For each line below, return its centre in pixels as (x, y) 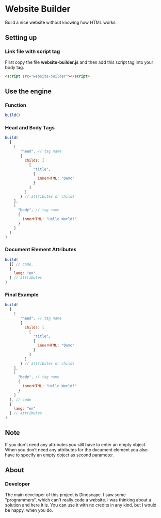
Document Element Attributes (41, 250)
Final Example (22, 294)
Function (16, 105)
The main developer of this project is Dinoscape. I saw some (65, 495)
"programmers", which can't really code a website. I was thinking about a (78, 500)
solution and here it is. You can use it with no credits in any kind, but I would (81, 505)
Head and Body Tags (30, 127)
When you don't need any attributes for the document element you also (76, 449)
